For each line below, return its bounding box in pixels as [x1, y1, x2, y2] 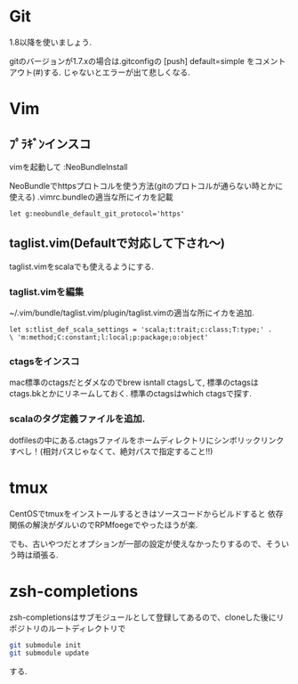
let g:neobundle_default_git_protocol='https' [9, 209, 185, 218]
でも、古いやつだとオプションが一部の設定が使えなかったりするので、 [9, 538, 267, 549]
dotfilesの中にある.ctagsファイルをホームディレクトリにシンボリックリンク [9, 435, 285, 445]
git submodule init [9, 640, 82, 649]
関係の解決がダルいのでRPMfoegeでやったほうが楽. [9, 519, 198, 530]
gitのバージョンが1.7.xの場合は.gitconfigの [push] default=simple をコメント [9, 55, 286, 66]
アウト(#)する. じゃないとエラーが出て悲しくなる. [9, 67, 191, 77]
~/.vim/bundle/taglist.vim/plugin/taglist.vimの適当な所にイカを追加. [9, 307, 255, 318]
